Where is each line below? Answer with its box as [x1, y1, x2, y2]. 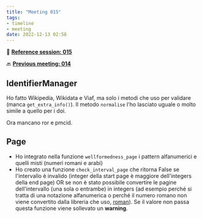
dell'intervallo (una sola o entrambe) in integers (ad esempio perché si [15, 185, 192, 192]
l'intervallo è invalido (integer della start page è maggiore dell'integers [15, 172, 192, 180]
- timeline [6, 20, 34, 26]
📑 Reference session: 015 [6, 48, 72, 55]
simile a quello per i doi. [6, 107, 66, 114]
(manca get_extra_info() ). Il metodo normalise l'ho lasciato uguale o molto [6, 100, 196, 108]
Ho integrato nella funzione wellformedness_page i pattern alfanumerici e [15, 153, 197, 160]
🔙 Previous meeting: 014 [6, 60, 72, 68]
